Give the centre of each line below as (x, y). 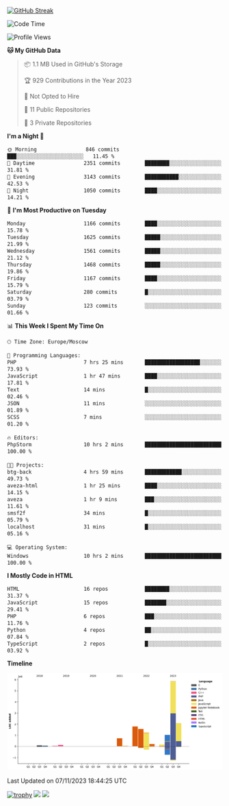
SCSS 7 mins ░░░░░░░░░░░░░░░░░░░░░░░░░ (114, 417)
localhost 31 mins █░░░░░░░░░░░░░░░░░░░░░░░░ (114, 527)
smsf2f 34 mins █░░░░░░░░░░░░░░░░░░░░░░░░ (114, 513)
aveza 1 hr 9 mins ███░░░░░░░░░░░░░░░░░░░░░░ (114, 500)
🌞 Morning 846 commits (63, 149)
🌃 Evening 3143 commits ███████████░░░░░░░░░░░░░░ (114, 177)
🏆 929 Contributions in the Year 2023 (78, 80)
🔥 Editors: (23, 438)
